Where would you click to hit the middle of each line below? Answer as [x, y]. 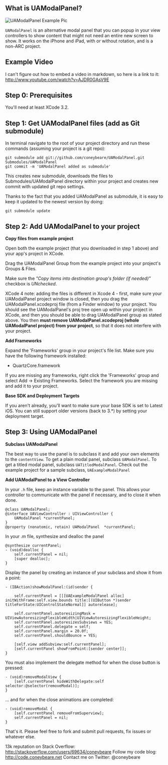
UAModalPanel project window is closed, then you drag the [66, 299]
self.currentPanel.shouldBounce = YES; [56, 635]
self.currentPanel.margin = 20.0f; [51, 631]
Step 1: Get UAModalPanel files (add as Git [72, 123]
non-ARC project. [23, 46]
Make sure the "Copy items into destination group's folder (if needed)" [78, 278]
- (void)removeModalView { [33, 677]
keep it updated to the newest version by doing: [54, 202]
